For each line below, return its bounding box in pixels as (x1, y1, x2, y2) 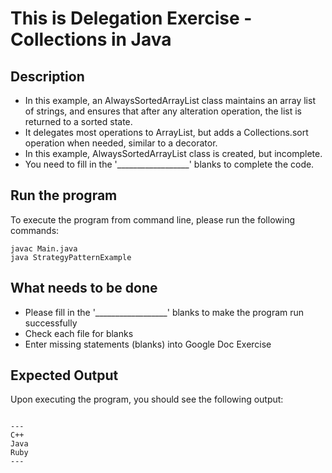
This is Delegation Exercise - (10, 7, 253, 30)
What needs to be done (10, 280, 158, 297)
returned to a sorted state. (24, 116, 133, 127)
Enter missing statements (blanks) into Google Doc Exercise (24, 338, 272, 350)
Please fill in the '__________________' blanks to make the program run (24, 306, 305, 318)
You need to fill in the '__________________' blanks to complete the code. (24, 158, 315, 170)
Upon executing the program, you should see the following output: (10, 393, 284, 406)
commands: (10, 224, 60, 236)
